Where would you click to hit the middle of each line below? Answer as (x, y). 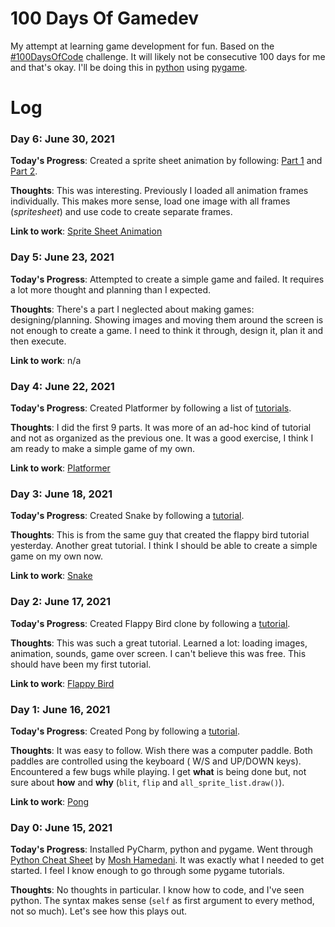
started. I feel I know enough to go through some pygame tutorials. (147, 871)
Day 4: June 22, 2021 (62, 386)
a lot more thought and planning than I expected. (111, 289)
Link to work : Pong (50, 801)
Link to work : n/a (46, 360)
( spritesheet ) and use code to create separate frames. (121, 212)
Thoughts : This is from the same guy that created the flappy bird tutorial (160, 535)
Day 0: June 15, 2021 (61, 827)
